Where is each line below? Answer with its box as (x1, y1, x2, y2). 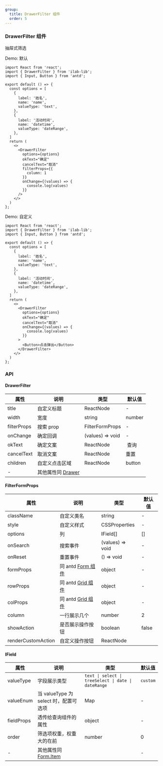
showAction (7, 624, 34, 631)
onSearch (7, 542, 30, 549)
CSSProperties (101, 522, 135, 528)
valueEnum (7, 697, 33, 704)
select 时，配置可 (37, 698, 77, 704)
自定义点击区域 (37, 459, 72, 466)
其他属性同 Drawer (37, 469, 80, 475)
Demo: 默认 (5, 55, 28, 61)
